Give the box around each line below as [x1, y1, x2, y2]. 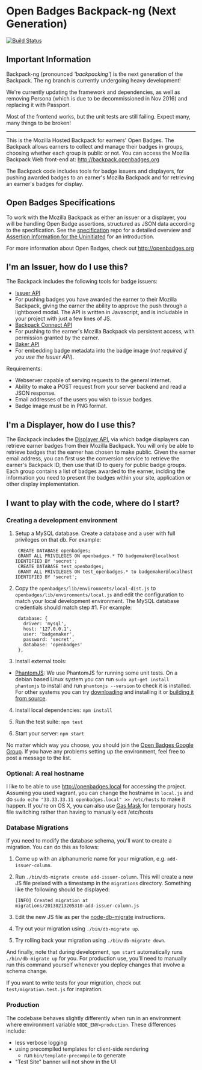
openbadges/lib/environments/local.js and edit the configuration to [14, 591, 185, 598]
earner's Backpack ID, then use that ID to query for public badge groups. [6, 462, 186, 469]
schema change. [6, 968, 48, 975]
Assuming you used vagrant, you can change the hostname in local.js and [6, 790, 194, 797]
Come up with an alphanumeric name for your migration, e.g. [14, 855, 167, 862]
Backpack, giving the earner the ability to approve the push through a [14, 302, 188, 309]
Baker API [14, 341, 40, 348]
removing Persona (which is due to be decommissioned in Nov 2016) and [6, 94, 188, 102]
